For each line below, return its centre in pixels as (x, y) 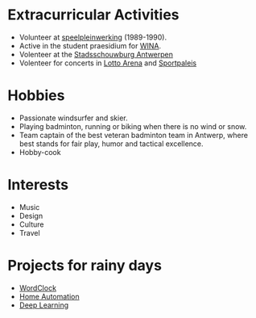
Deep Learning (44, 305)
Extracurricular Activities (93, 15)
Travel (30, 232)
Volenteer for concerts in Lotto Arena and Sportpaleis (108, 63)
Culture (31, 224)
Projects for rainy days (85, 266)
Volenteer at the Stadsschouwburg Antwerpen (96, 54)
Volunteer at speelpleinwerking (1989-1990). (93, 37)
